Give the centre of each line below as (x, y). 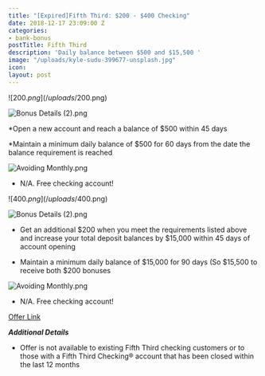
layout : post (30, 75)
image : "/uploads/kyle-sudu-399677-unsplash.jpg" (92, 61)
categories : (28, 30)
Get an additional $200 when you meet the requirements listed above (133, 229)
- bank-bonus (30, 38)
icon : (17, 68)
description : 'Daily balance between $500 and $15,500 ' (105, 53)
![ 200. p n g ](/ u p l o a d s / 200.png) (58, 97)
